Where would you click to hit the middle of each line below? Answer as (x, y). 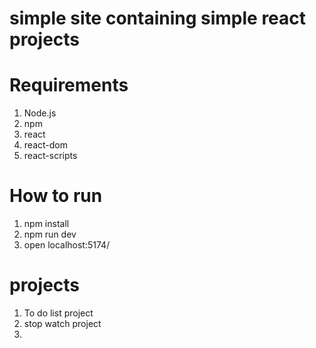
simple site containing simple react (158, 18)
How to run (56, 196)
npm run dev (50, 234)
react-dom (45, 145)
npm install (46, 224)
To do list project (58, 313)
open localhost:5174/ (67, 245)
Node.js (40, 113)
